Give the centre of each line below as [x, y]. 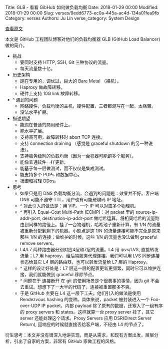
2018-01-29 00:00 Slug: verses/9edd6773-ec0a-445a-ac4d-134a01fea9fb [82, 13]
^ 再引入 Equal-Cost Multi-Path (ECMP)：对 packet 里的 [77, 212]
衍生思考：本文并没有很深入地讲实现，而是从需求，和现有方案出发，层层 [79, 335]
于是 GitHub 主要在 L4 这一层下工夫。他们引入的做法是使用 [80, 293]
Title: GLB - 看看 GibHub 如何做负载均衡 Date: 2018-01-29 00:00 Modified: [82, 7]
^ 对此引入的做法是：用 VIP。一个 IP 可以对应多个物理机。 [79, 206]
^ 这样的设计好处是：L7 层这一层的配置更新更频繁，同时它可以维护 [88, 268]
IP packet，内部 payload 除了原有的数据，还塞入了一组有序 [102, 306]
